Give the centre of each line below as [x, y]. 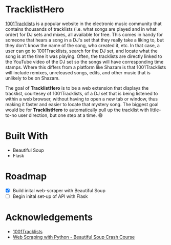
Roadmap [26, 177]
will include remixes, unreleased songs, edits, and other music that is [78, 72]
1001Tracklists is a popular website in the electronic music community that [84, 24]
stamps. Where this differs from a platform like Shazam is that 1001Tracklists [86, 67]
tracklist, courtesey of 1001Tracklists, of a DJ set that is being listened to [82, 93]
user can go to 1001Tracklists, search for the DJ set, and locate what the [81, 51]
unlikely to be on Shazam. [33, 78]
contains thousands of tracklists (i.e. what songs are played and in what [81, 29]
